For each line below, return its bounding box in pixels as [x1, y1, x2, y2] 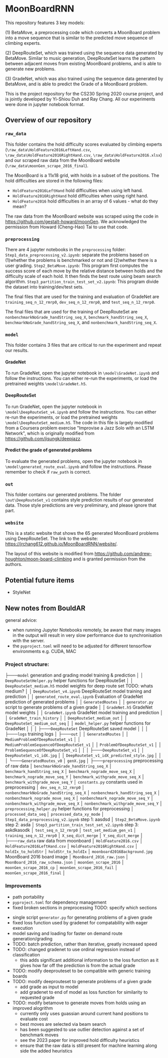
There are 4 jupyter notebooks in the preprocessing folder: [5, 246, 126, 252]
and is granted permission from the [73, 556, 146, 562]
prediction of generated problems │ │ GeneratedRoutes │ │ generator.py [5, 699, 154, 705]
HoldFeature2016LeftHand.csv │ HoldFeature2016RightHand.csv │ [5, 843, 138, 849]
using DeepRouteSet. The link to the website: [5, 536, 98, 542]
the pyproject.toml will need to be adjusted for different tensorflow [12, 643, 151, 649]
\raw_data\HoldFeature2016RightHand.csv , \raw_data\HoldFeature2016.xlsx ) [5, 152, 162, 158]
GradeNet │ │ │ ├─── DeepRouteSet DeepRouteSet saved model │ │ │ [5, 726, 149, 732]
